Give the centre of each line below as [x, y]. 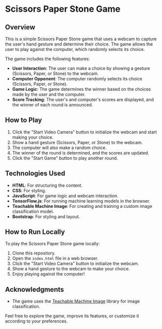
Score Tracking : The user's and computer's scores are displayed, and [83, 100]
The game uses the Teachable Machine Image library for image [76, 301]
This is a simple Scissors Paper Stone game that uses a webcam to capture [81, 39]
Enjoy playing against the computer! [48, 274]
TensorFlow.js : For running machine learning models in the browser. [81, 201]
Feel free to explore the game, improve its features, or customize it [72, 316]
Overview [20, 27]
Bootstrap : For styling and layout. [46, 216]
